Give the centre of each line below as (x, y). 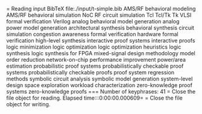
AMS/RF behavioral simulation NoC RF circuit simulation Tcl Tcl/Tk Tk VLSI (99, 15)
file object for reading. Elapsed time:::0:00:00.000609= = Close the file (94, 98)
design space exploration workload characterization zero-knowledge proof (99, 85)
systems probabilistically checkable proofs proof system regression (90, 72)
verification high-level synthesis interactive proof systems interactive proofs (101, 40)
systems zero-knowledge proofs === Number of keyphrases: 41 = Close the (101, 91)
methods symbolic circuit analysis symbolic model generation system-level (99, 79)
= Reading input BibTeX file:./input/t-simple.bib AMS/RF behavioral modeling (101, 9)
